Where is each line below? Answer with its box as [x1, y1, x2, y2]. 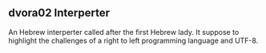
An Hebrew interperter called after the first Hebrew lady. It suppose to [8, 27, 240, 36]
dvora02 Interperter [8, 6, 111, 20]
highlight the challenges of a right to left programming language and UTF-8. [8, 36, 259, 45]
